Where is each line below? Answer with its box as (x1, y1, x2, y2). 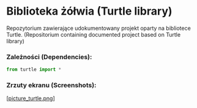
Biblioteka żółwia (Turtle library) (6, 4, 173, 18)
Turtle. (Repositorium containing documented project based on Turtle (6, 31, 181, 38)
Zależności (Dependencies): (6, 52, 92, 61)
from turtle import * (6, 67, 62, 73)
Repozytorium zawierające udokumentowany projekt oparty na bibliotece (6, 24, 191, 32)
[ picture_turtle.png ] (6, 95, 55, 102)
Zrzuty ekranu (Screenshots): (6, 81, 97, 90)
